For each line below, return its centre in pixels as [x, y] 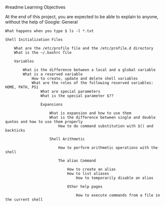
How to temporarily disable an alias [115, 178]
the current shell [24, 200]
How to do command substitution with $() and [106, 126]
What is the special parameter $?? [77, 96]
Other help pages [85, 187]
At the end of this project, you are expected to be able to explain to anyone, [82, 17]
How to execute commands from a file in [118, 195]
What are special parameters [70, 91]
